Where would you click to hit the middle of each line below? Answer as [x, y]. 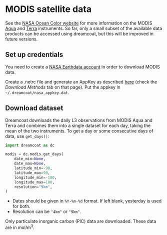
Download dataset [34, 108]
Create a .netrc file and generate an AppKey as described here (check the [81, 81]
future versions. [21, 39]
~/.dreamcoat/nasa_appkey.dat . [37, 92]
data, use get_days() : [27, 136]
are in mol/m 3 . [20, 227]
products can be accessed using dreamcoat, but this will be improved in [79, 33]
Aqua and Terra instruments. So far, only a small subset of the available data [84, 28]
